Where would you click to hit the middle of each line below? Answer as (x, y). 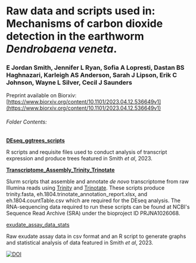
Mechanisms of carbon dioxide (85, 24)
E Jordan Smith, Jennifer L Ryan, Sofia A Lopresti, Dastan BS (95, 68)
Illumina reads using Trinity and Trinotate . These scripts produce (85, 188)
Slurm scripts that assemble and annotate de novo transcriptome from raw (98, 181)
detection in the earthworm (75, 36)
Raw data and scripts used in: (81, 11)
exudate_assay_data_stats (38, 224)
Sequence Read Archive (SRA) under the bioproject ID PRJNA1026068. (93, 213)
